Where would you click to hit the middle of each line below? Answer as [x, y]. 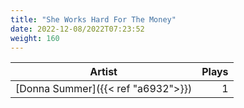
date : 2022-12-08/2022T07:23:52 [77, 29]
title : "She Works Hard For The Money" [93, 19]
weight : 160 [35, 38]
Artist [103, 72]
